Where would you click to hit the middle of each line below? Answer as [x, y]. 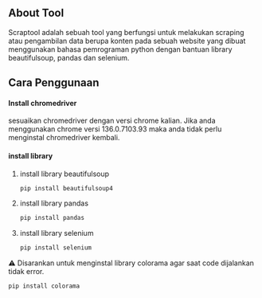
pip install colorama [44, 286]
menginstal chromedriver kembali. [64, 138]
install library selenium [57, 233]
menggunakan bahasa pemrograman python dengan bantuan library [120, 49]
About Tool [36, 13]
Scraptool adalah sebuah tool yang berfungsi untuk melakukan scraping [126, 32]
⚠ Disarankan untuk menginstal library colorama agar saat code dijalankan [131, 263]
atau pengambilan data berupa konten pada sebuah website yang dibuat [127, 41]
